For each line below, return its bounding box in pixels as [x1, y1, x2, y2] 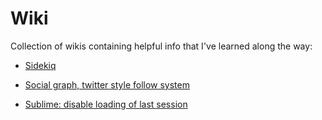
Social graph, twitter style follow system [24, 78, 190, 91]
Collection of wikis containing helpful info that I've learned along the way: [10, 40, 313, 52]
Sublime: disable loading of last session [24, 98, 188, 110]
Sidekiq [24, 59, 57, 71]
